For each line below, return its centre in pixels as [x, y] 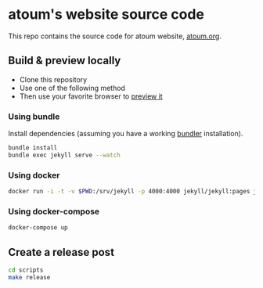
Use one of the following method [72, 88]
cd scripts [26, 270]
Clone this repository [53, 79]
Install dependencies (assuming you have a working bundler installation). [126, 134]
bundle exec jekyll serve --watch [65, 155]
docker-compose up [38, 228]
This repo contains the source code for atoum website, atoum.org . [115, 36]
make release [29, 277]
